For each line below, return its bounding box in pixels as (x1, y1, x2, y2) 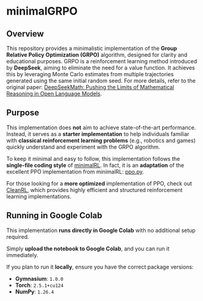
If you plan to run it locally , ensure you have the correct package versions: (6, 263, 194, 271)
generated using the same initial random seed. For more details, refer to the (6, 77, 196, 84)
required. (6, 233, 29, 240)
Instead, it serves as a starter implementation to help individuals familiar (6, 130, 190, 138)
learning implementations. (6, 193, 72, 200)
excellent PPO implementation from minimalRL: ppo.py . (6, 168, 144, 175)
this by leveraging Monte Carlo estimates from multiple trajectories (6, 71, 174, 77)
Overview (6, 29, 45, 39)
